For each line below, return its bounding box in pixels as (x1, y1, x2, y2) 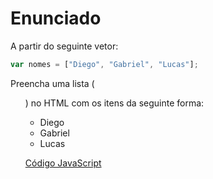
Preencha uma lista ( (10, 77, 95, 89)
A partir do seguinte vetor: (10, 40, 119, 52)
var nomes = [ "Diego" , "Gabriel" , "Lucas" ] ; (10, 59, 199, 69)
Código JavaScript (24, 157, 102, 169)
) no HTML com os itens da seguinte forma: (24, 97, 205, 109)
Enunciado (10, 7, 102, 30)
